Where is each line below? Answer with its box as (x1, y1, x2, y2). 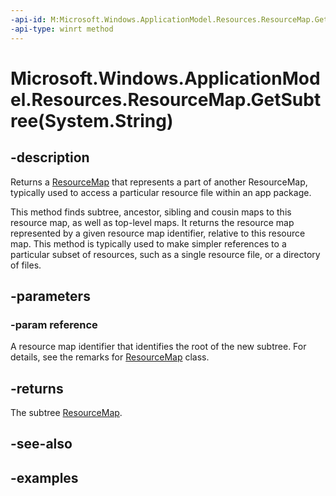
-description (10, 149, 90, 166)
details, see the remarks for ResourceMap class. (10, 351, 210, 363)
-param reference (10, 317, 98, 331)
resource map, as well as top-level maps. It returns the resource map (10, 216, 295, 228)
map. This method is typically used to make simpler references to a (10, 237, 287, 250)
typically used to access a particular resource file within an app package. (10, 186, 312, 198)
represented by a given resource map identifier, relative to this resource (10, 227, 306, 239)
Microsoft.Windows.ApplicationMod (10, 67, 321, 90)
